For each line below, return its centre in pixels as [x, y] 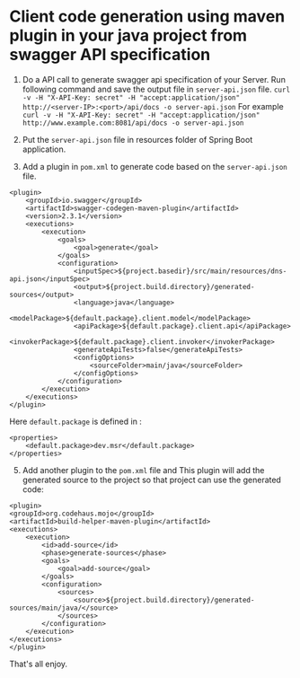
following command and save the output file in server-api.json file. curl [156, 89]
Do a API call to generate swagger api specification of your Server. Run [154, 79]
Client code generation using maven [147, 17]
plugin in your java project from [128, 35]
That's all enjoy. [39, 664]
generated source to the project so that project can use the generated [151, 480]
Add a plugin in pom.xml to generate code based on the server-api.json [154, 166]
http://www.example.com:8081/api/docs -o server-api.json [133, 123]
